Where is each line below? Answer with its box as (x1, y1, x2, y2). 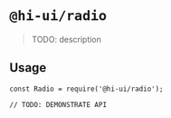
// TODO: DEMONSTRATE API (9, 100, 107, 109)
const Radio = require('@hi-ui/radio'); (9, 84, 165, 93)
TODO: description (31, 34, 102, 44)
